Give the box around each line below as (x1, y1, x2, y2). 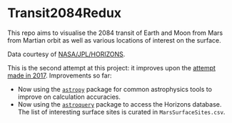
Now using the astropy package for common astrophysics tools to (17, 85, 213, 93)
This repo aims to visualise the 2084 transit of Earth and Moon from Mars (7, 28, 223, 37)
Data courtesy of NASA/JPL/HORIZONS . (7, 50, 126, 58)
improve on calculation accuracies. (17, 92, 121, 101)
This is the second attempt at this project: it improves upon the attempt (7, 63, 216, 72)
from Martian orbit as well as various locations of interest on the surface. (7, 36, 221, 44)
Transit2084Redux (7, 5, 122, 21)
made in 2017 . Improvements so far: (7, 71, 112, 80)
